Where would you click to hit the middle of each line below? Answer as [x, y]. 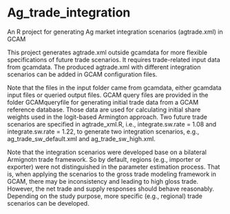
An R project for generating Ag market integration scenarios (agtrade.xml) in [115, 32]
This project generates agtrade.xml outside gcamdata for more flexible [107, 52]
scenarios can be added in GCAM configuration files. [82, 74]
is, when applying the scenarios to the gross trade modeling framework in [112, 174]
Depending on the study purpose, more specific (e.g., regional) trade [105, 196]
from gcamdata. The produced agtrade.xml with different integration [104, 67]
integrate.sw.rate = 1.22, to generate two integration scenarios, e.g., [103, 131]
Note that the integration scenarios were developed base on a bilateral [107, 152]
